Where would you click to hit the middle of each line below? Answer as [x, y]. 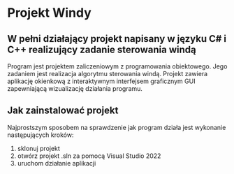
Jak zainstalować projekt [63, 111]
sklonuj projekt [39, 148]
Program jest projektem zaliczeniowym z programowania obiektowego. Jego [117, 66]
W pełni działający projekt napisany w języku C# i [117, 39]
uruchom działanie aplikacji [57, 163]
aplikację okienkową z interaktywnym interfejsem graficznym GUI [101, 81]
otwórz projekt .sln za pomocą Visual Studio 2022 [89, 156]
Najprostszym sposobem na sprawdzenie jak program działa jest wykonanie [117, 127]
